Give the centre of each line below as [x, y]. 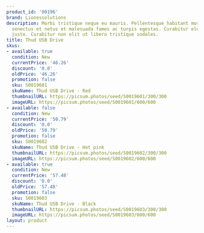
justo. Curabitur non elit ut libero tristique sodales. [85, 35]
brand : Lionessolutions [36, 18]
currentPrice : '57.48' [40, 176]
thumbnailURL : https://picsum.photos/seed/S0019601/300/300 [89, 96]
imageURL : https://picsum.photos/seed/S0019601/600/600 [84, 102]
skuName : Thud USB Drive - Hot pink [58, 147]
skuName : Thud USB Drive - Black [54, 204]
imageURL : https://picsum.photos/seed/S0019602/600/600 [84, 158]
